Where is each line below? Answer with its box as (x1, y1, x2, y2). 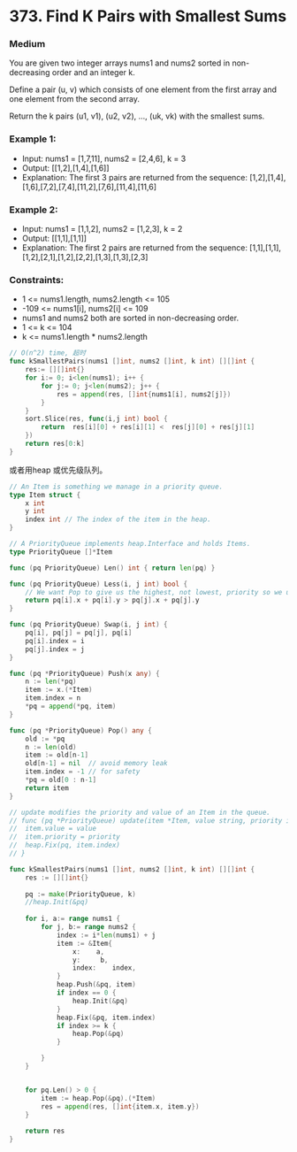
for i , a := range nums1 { (25, 914, 121, 924)
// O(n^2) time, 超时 (9, 349, 87, 357)
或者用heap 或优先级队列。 (9, 465, 108, 475)
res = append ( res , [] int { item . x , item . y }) (41, 1102, 200, 1111)
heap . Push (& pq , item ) (56, 980, 137, 989)
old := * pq (25, 734, 65, 743)
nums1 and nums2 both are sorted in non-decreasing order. (21, 312, 240, 324)
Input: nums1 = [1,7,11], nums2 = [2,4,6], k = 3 (21, 153, 187, 164)
